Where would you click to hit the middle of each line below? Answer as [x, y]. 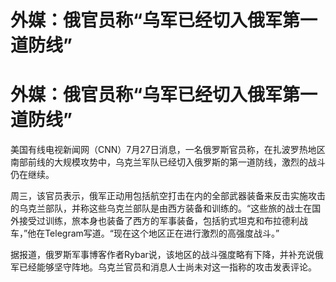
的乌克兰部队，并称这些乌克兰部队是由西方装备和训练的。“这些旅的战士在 [161, 208]
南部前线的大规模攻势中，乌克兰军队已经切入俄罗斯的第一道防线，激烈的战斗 [168, 162]
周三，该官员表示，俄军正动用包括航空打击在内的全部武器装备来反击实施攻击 [168, 196]
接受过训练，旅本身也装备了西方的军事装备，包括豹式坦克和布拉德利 [159, 221]
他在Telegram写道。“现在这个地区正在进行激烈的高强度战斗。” [153, 233]
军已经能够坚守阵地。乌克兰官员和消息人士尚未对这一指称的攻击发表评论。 [163, 267]
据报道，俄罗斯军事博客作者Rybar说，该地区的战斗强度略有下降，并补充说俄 [167, 255]
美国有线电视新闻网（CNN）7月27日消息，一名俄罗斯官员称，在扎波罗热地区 [168, 150]
